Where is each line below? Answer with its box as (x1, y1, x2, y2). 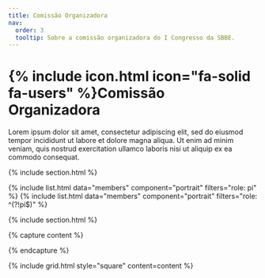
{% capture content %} (8, 231, 84, 240)
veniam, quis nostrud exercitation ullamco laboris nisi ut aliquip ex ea (8, 144, 233, 154)
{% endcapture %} (8, 246, 70, 255)
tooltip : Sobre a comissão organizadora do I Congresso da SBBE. (15, 33, 236, 42)
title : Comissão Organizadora (8, 11, 108, 20)
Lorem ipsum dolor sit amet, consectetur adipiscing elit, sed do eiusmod (8, 127, 244, 137)
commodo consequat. (8, 152, 80, 162)
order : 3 (15, 26, 44, 34)
